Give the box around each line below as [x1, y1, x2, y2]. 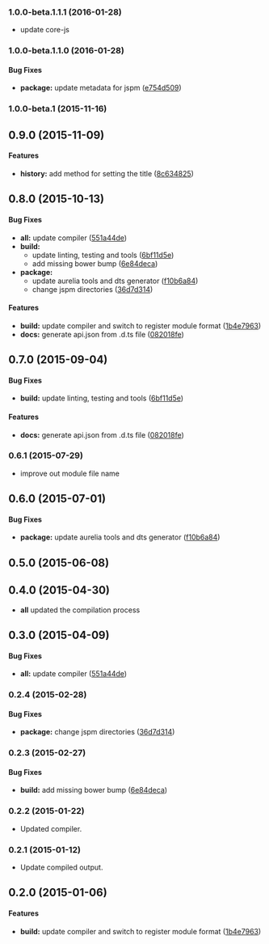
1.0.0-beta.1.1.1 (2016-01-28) [8, 6, 123, 18]
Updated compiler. [19, 823, 82, 833]
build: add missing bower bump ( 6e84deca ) [19, 785, 168, 795]
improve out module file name [19, 468, 120, 478]
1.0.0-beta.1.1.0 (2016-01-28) [8, 45, 125, 57]
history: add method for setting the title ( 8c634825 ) [19, 168, 194, 178]
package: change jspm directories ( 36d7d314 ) [19, 727, 175, 737]
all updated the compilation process [19, 605, 141, 615]
